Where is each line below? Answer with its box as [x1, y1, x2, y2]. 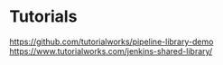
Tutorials [9, 6, 78, 27]
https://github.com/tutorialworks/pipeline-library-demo [9, 36, 214, 47]
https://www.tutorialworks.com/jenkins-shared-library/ [9, 45, 213, 56]
